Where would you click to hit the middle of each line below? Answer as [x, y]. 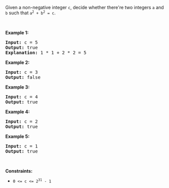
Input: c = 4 [22, 97]
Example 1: [17, 33]
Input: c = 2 [22, 122]
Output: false [23, 77]
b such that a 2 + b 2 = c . [30, 13]
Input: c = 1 [22, 146]
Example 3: [17, 87]
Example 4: [17, 112]
